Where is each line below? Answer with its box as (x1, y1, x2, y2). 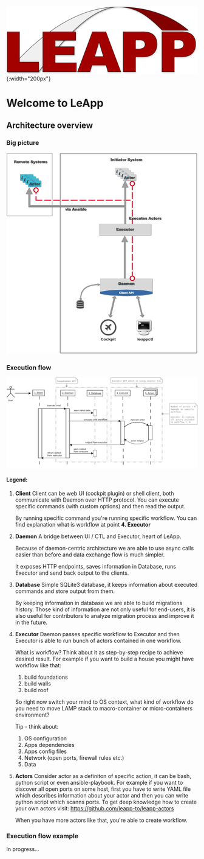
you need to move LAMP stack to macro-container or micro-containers (15, 704, 193, 712)
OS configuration (24, 734, 67, 742)
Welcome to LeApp (6, 96, 104, 110)
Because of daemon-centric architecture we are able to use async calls (15, 544, 194, 552)
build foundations (24, 673, 68, 681)
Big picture (6, 139, 39, 147)
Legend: (6, 476, 28, 483)
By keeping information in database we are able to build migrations (15, 599, 183, 606)
